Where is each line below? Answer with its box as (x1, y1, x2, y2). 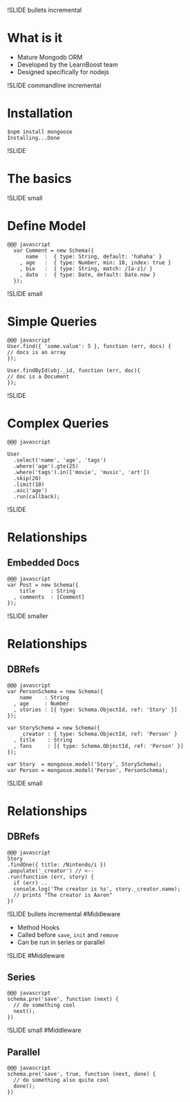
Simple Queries (7, 313, 97, 329)
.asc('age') (13, 487, 48, 494)
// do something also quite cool (13, 1077, 110, 1084)
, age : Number (13, 700, 70, 707)
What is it (7, 30, 63, 46)
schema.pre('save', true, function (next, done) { (7, 1071, 156, 1078)
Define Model (7, 218, 86, 234)
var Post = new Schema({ (7, 581, 79, 588)
